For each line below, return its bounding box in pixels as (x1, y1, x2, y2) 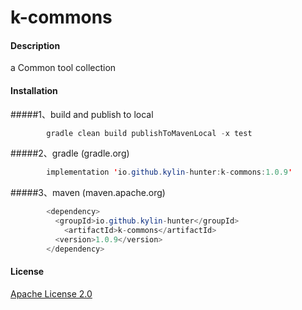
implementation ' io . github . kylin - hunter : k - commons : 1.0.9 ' (46, 167, 293, 178)
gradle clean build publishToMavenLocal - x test (46, 128, 253, 138)
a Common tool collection (10, 62, 117, 74)
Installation (10, 84, 58, 96)
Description (10, 39, 61, 51)
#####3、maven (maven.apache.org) (10, 187, 166, 199)
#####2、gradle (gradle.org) (10, 147, 130, 160)
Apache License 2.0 (10, 287, 93, 300)
